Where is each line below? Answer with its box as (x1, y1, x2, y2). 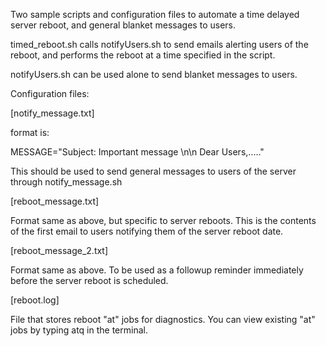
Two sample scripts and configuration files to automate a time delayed (10, 9, 300, 20)
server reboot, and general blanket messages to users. (10, 19, 236, 31)
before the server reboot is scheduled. (10, 275, 169, 286)
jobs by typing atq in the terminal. (10, 324, 148, 336)
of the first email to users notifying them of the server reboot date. (10, 225, 284, 237)
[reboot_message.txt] (10, 195, 100, 207)
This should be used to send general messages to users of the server (10, 165, 297, 177)
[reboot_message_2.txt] (10, 245, 109, 256)
